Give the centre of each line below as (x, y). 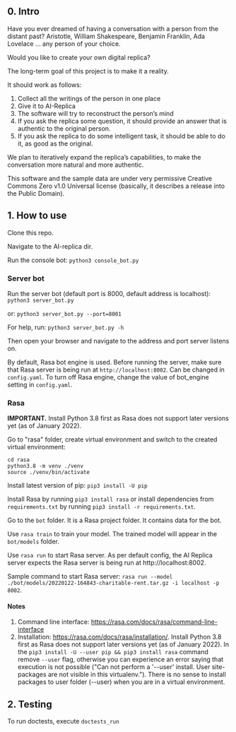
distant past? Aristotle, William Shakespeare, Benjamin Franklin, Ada (106, 36)
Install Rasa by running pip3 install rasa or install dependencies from (111, 499)
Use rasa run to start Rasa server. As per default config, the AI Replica (110, 555)
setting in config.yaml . (40, 384)
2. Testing (30, 704)
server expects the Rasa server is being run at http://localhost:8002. (107, 563)
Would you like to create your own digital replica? (79, 57)
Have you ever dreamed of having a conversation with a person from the (113, 28)
